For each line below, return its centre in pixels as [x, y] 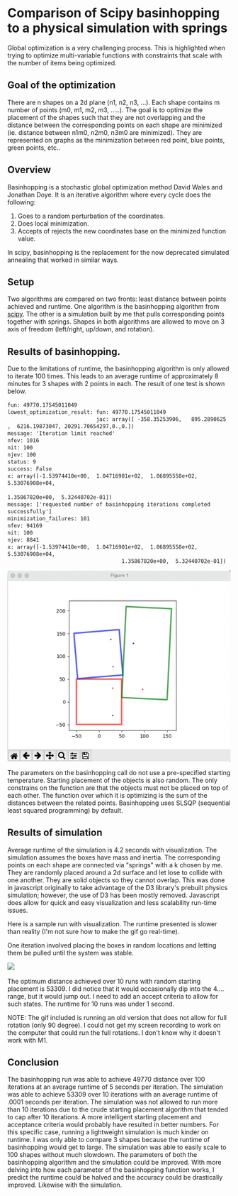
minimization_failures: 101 [49, 519]
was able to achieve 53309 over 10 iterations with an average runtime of [113, 1094]
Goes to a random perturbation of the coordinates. [91, 216]
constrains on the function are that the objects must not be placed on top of [118, 788]
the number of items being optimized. [62, 62]
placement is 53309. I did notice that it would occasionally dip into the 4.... [116, 989]
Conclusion [33, 1063]
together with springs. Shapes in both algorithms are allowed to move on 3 [116, 322]
